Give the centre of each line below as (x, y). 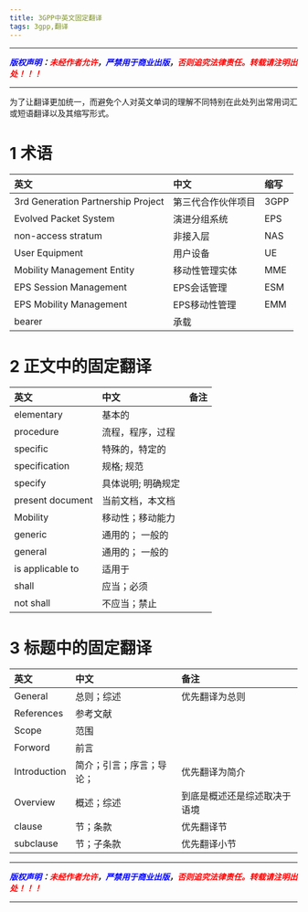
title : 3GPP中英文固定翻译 (56, 18)
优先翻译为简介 (213, 772)
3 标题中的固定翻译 (81, 647)
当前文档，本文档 (138, 501)
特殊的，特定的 (134, 450)
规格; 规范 (123, 467)
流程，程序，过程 (138, 432)
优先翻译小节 (209, 844)
